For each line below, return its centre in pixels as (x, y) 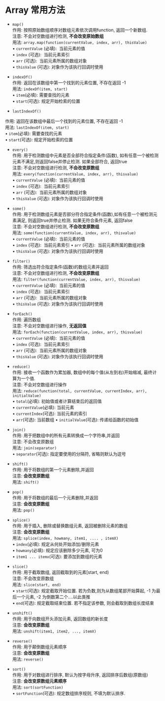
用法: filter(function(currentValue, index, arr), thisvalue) (76, 279)
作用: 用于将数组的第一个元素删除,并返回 (53, 469)
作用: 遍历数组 (26, 319)
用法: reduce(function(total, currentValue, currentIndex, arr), (80, 390)
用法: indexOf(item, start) (40, 89)
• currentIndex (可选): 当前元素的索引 (49, 413)
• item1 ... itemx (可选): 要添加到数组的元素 (57, 556)
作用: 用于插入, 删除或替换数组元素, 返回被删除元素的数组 (70, 526)
